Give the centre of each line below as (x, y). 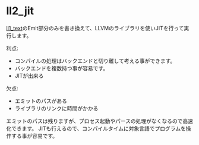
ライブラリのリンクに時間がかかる (56, 108)
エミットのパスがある (41, 101)
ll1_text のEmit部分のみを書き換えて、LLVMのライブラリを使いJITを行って (95, 28)
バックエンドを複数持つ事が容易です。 (61, 68)
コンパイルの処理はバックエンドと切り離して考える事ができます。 (95, 61)
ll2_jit (20, 11)
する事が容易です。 (34, 135)
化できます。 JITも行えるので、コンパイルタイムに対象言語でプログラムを (96, 128)
